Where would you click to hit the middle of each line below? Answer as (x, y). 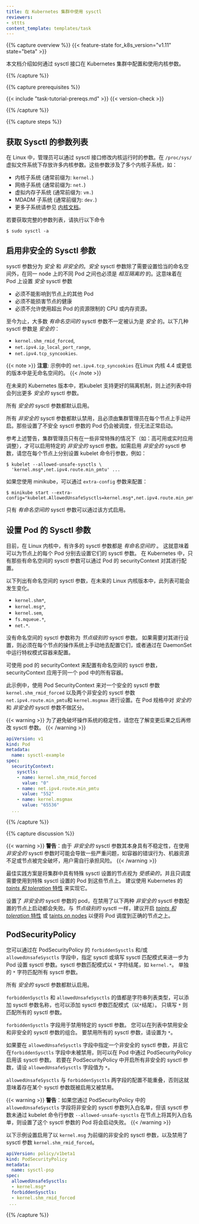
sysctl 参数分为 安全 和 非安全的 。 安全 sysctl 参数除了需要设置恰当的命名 (95, 266)
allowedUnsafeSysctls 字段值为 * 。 (71, 1067)
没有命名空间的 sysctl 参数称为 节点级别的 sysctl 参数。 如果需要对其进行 (95, 638)
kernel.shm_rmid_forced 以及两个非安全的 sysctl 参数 (70, 692)
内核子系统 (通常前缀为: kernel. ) (54, 178)
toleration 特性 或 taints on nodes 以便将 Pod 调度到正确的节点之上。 (90, 915)
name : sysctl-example (38, 755)
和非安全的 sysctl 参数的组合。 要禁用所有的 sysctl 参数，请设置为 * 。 (91, 1032)
